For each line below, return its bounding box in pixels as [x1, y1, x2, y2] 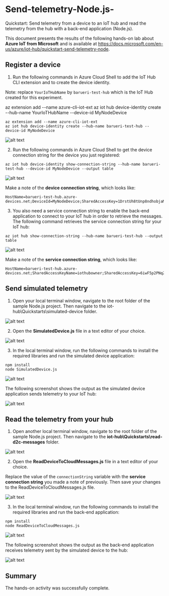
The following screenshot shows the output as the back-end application [5, 542, 154, 548]
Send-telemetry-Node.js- [5, 4, 114, 15]
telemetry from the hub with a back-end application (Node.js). [5, 25, 133, 31]
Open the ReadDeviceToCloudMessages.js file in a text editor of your [12, 459, 158, 465]
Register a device [5, 60, 61, 69]
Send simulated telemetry [5, 284, 88, 293]
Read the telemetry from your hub [5, 415, 114, 423]
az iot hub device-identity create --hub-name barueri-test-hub [5, 123, 143, 129]
